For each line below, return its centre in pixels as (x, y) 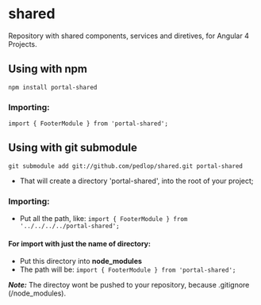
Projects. (23, 44)
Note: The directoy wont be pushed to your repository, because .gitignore (129, 285)
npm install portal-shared (53, 87)
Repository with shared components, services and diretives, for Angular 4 (129, 36)
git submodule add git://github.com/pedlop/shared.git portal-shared (126, 166)
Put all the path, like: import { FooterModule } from (104, 219)
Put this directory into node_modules (81, 261)
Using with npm (48, 69)
